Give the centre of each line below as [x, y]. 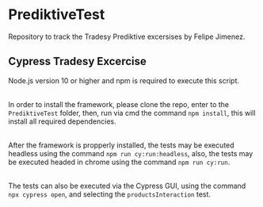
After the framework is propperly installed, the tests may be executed [122, 145]
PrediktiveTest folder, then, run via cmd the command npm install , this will [132, 113]
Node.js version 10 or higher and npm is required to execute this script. [124, 80]
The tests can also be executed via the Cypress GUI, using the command [127, 186]
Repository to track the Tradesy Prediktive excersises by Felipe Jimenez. [127, 36]
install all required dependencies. [62, 121]
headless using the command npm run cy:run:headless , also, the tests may [131, 153]
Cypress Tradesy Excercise [77, 61]
